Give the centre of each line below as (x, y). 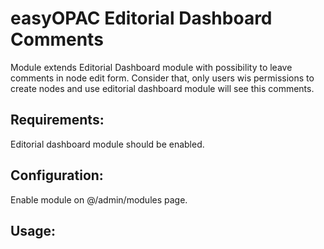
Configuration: (57, 175)
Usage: (33, 230)
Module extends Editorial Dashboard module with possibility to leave (151, 67)
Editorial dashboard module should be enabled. (107, 144)
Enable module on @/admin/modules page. (99, 199)
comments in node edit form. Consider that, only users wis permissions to (162, 78)
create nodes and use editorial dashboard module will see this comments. (162, 88)
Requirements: (57, 120)
